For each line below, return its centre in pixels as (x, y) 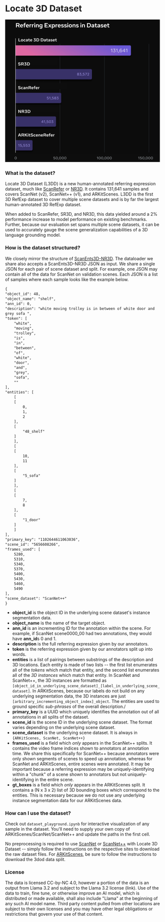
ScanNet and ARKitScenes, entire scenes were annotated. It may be (81, 764)
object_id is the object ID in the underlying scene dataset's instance (81, 613)
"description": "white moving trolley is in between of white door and (80, 308)
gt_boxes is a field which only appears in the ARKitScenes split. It (79, 784)
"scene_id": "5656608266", (33, 544)
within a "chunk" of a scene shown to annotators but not (69, 774)
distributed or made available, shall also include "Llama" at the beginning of (82, 898)
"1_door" (32, 520)
